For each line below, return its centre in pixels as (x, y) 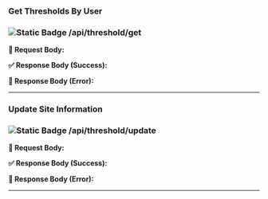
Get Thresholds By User (55, 11)
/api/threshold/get (105, 32)
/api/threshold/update (112, 131)
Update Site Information (55, 109)
